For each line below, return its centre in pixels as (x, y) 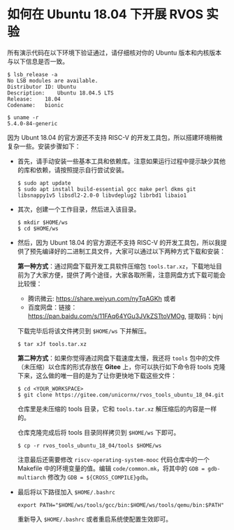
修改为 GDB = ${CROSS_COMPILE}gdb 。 (100, 477)
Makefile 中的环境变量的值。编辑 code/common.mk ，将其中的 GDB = (111, 468)
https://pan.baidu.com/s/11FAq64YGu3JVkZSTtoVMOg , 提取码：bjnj (125, 316)
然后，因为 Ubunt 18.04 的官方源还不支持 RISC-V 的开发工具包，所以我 (119, 242)
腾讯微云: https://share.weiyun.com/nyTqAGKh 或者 (102, 298)
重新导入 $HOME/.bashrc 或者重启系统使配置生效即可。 (95, 519)
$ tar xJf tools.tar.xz (52, 344)
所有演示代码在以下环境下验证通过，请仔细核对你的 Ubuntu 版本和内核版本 (115, 53)
